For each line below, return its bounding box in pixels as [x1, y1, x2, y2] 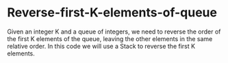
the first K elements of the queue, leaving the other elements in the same [7, 34, 213, 42]
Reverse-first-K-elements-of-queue [7, 5, 218, 21]
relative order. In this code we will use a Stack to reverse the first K [7, 42, 196, 50]
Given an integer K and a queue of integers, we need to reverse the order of [7, 27, 221, 36]
